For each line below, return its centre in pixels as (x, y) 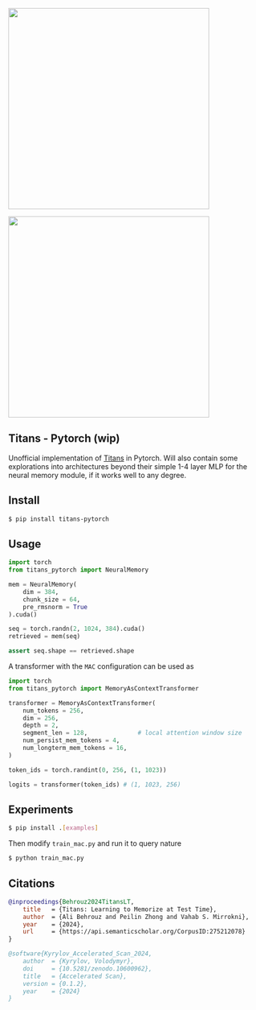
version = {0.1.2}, (55, 983)
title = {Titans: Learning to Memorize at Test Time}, (120, 909)
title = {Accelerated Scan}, (75, 976)
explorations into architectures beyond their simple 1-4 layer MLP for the (128, 466)
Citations (32, 883)
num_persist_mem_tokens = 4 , (71, 740)
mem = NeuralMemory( (43, 585)
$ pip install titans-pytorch (59, 519)
